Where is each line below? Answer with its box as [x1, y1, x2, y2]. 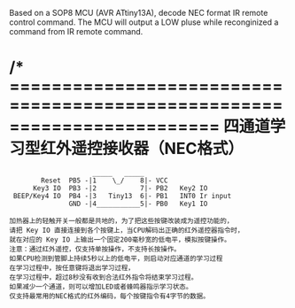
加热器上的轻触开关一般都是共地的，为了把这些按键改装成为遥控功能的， [9, 216, 234, 225]
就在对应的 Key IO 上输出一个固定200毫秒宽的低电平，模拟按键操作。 [9, 235, 231, 244]
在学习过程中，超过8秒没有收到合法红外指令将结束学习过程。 [9, 273, 198, 281]
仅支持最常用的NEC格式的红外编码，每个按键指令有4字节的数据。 [9, 291, 210, 300]
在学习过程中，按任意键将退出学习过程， [9, 263, 135, 273]
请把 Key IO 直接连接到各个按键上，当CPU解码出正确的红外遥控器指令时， [9, 226, 245, 235]
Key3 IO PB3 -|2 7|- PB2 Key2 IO [32, 183, 208, 193]
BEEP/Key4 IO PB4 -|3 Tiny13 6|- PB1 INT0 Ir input [12, 191, 232, 200]
